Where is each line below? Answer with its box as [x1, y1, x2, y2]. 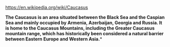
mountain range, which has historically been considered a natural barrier [5, 31, 164, 36]
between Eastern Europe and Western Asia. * [5, 36, 102, 42]
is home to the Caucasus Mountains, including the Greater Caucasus [5, 25, 155, 31]
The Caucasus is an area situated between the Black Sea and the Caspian [5, 14, 165, 20]
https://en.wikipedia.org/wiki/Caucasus [5, 5, 88, 10]
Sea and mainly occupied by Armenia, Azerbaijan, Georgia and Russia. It [5, 20, 162, 26]
